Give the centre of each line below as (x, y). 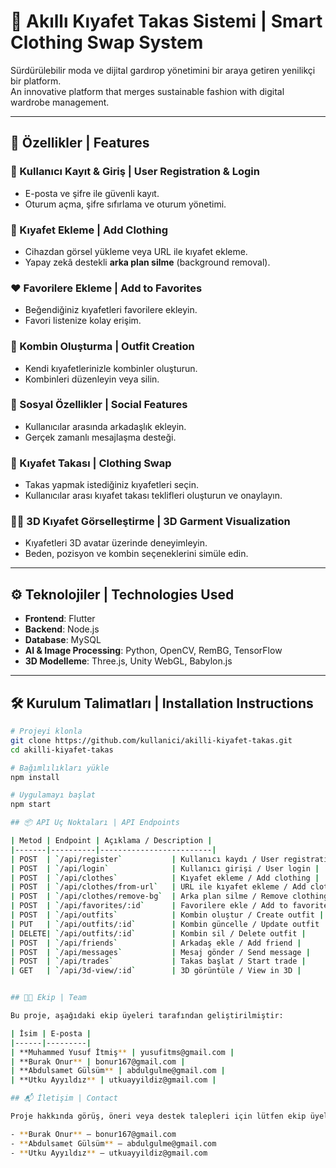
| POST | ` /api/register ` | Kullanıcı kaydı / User (145, 859)
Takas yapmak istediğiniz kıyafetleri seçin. (111, 485)
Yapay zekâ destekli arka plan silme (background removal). (147, 262)
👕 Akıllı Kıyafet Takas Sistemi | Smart (166, 21)
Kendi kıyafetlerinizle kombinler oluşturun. (111, 368)
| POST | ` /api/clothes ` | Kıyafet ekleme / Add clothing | (165, 878)
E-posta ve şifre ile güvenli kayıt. (92, 193)
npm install (35, 777)
